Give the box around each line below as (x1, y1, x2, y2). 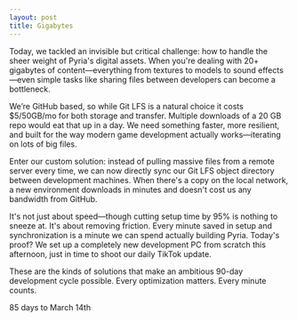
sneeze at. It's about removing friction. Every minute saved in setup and (9, 220, 273, 231)
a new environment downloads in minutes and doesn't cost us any (9, 184, 252, 195)
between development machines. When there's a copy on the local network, (9, 174, 289, 185)
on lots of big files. (9, 139, 77, 149)
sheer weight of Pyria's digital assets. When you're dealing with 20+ (9, 55, 260, 66)
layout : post (9, 12, 58, 22)
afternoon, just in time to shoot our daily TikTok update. (9, 248, 212, 259)
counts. (9, 285, 37, 295)
